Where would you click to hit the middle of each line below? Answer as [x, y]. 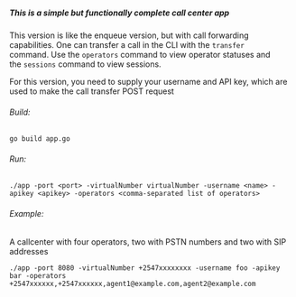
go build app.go [40, 139]
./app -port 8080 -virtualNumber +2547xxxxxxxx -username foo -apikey [145, 268]
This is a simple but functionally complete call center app [120, 13]
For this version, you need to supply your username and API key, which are [148, 81]
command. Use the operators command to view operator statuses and [140, 54]
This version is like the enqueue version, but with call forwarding [129, 35]
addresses [29, 251]
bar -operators [38, 275]
